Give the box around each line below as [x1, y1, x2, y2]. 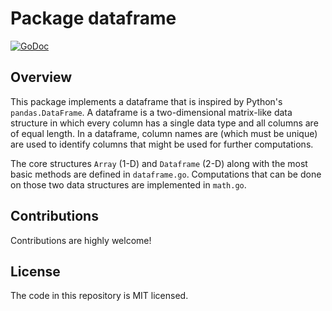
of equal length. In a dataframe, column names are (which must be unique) [10, 127, 318, 139]
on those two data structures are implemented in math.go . [10, 178, 247, 191]
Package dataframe [10, 7, 177, 30]
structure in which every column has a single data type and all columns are [10, 117, 319, 129]
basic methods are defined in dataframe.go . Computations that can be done [10, 168, 322, 180]
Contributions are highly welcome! [10, 234, 152, 246]
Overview [10, 69, 73, 86]
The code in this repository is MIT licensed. [10, 290, 189, 302]
